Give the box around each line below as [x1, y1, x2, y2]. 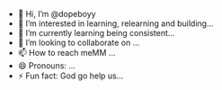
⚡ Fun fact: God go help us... [17, 70, 124, 81]
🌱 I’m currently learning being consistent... [17, 28, 175, 38]
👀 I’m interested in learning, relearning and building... [17, 18, 214, 29]
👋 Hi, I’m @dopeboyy [17, 9, 96, 19]
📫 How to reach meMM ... [17, 48, 116, 58]
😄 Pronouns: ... [17, 60, 76, 71]
